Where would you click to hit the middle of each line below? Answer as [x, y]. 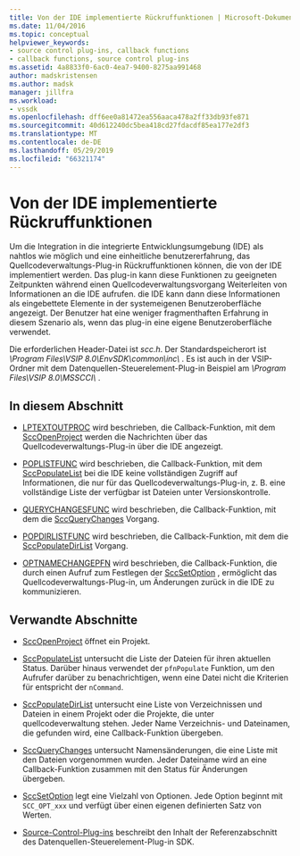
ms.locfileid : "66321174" [57, 159]
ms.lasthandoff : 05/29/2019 [62, 150]
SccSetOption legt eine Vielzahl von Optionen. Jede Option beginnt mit [152, 796]
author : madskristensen [54, 76]
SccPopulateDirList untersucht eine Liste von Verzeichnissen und [142, 705]
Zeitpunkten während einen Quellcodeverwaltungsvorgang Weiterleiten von [148, 285]
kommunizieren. [52, 592]
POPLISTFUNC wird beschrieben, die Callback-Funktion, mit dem [142, 464]
